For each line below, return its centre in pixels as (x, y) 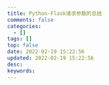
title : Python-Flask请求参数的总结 (54, 13)
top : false (23, 45)
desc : (15, 64)
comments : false (30, 20)
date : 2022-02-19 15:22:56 (46, 52)
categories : (24, 26)
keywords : (21, 71)
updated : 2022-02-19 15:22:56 (51, 58)
